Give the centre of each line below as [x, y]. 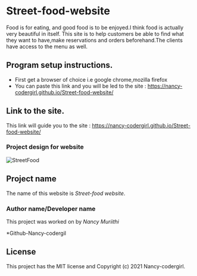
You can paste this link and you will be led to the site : [81, 86]
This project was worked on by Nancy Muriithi [62, 221]
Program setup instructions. [60, 65]
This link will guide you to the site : [49, 125]
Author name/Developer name [51, 209]
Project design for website [45, 147]
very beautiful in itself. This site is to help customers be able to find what [95, 33]
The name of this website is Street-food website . [66, 193]
